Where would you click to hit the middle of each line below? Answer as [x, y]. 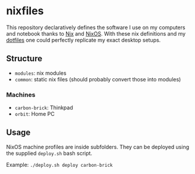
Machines [21, 94]
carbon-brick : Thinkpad [44, 107]
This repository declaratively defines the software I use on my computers [96, 27]
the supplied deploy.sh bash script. [49, 153]
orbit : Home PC [34, 114]
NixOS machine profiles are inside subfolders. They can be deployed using [97, 147]
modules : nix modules [40, 73]
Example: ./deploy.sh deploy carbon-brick [59, 164]
